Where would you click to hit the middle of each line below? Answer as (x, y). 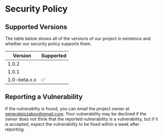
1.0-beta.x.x (22, 80)
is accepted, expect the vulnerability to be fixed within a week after (72, 124)
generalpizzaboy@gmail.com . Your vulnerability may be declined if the (76, 114)
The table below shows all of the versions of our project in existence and (78, 38)
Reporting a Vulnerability (44, 97)
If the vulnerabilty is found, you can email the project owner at (67, 108)
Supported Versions (36, 27)
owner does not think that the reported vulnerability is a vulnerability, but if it (81, 119)
